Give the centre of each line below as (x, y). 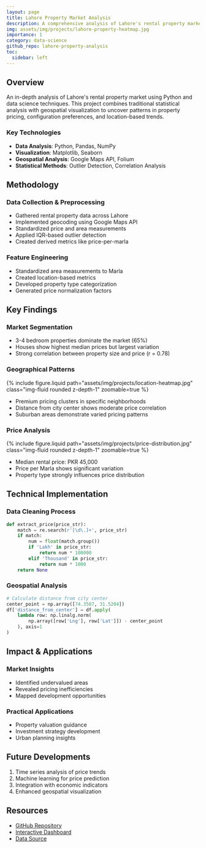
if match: (30, 536)
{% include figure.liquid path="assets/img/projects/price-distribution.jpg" (99, 443)
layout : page (23, 12)
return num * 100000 (65, 553)
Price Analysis (29, 430)
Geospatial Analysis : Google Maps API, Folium (74, 159)
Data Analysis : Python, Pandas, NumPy (66, 146)
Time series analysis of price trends (60, 772)
